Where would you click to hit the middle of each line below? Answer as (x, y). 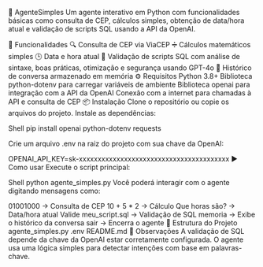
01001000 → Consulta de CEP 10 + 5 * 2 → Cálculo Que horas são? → (122, 206)
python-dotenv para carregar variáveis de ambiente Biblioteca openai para (129, 84)
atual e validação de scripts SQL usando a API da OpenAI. (102, 29)
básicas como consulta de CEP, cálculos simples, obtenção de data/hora (126, 20)
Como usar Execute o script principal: (69, 167)
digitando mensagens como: (54, 191)
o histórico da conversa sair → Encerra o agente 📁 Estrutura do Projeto (123, 223)
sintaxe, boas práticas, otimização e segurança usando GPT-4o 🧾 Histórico (130, 68)
